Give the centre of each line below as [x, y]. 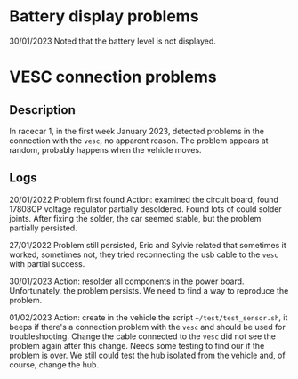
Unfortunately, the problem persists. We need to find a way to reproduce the [149, 290]
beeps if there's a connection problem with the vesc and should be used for [148, 327]
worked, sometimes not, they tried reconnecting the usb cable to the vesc [144, 254]
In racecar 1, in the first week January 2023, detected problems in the [137, 131]
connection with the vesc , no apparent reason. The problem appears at [139, 141]
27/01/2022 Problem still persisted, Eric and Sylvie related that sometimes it [148, 245]
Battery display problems [104, 16]
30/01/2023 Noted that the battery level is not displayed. [113, 41]
